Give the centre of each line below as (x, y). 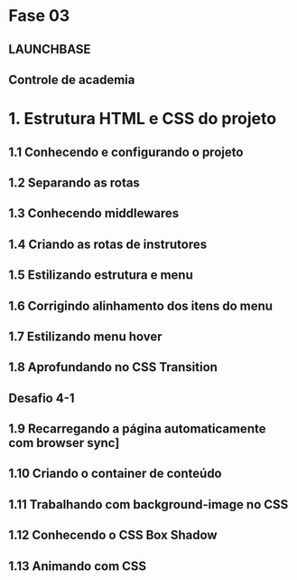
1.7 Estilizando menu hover (86, 336)
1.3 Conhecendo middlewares (94, 214)
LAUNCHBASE (50, 49)
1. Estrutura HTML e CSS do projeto (143, 119)
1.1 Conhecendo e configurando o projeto (126, 152)
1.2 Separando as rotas (74, 182)
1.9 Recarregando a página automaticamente (137, 429)
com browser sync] (64, 443)
